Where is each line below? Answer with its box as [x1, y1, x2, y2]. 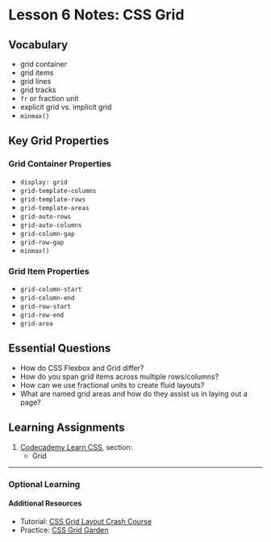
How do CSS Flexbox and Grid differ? [19, 363, 144, 372]
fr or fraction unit [19, 94, 79, 103]
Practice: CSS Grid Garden [19, 525, 109, 535]
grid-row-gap [19, 238, 65, 246]
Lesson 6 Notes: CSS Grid [8, 6, 185, 24]
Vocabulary [8, 38, 69, 52]
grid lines [19, 77, 52, 86]
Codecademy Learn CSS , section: [19, 442, 133, 452]
